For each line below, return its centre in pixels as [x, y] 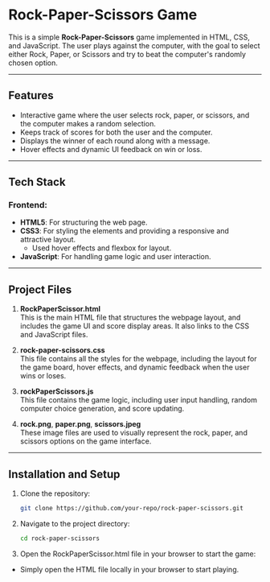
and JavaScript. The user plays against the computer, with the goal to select [134, 45]
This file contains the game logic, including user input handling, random [138, 400]
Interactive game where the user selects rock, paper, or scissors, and [135, 115]
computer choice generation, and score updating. [102, 409]
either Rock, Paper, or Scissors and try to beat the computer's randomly [127, 54]
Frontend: [28, 205]
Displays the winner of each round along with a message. [115, 140]
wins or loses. [43, 376]
